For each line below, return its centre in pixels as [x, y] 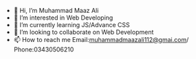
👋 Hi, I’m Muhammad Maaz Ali [56, 11]
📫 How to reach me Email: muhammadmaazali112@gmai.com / [101, 40]
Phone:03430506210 [44, 50]
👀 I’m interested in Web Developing [63, 18]
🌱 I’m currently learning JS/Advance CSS [72, 25]
